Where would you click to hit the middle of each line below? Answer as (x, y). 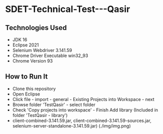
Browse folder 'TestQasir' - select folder (54, 104)
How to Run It (27, 77)
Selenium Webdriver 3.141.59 (42, 50)
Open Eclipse (26, 94)
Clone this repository (34, 88)
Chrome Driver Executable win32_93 (50, 55)
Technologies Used (36, 28)
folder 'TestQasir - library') (40, 115)
